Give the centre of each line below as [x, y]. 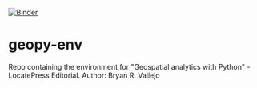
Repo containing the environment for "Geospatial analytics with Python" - [129, 66]
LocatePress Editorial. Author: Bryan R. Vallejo [84, 75]
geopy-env [45, 45]
